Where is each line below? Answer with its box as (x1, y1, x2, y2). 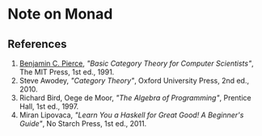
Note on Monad (7, 5, 113, 23)
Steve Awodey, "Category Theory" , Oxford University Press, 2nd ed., (19, 76, 250, 85)
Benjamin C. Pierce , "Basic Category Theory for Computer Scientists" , (19, 58, 254, 68)
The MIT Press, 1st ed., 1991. (19, 67, 115, 77)
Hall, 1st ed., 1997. (19, 102, 79, 111)
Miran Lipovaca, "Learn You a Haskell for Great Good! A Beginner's (19, 110, 244, 120)
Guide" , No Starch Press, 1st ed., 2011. (19, 119, 147, 128)
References (7, 37, 67, 51)
